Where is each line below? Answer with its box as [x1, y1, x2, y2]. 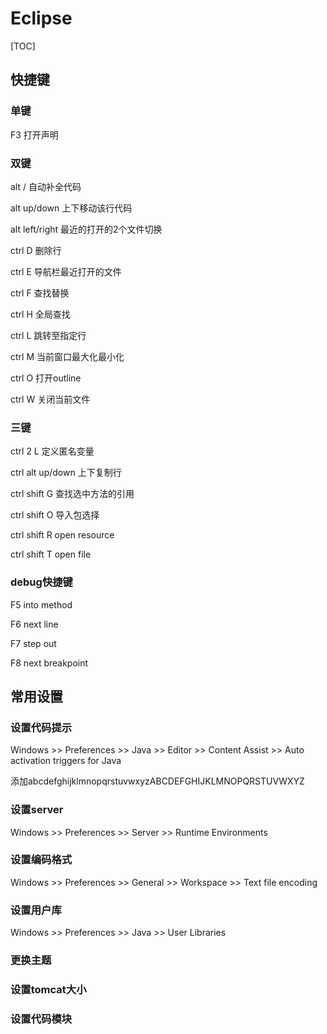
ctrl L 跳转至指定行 [10, 329, 87, 341]
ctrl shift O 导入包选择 [10, 509, 100, 521]
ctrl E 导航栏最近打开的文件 [10, 265, 122, 277]
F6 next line [10, 618, 59, 630]
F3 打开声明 [10, 128, 59, 141]
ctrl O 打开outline [10, 372, 82, 384]
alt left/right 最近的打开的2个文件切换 [10, 223, 163, 235]
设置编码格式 [10, 853, 73, 867]
